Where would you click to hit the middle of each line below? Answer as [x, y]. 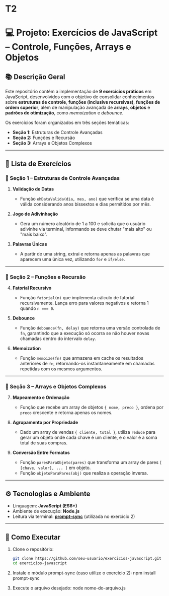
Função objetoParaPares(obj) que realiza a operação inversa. [84, 473]
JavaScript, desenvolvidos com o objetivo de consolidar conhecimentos [80, 97]
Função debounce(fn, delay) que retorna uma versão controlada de [90, 328]
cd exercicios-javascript [39, 563]
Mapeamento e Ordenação [41, 398]
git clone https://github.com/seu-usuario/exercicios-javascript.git [87, 559]
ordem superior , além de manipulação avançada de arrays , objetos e [78, 108]
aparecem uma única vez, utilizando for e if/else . [72, 259]
